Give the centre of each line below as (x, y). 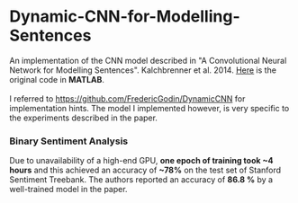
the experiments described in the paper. (83, 118)
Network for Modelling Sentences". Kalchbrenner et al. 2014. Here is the (143, 70)
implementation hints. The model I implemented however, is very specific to (149, 108)
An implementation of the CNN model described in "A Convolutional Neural (148, 60)
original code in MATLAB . (57, 79)
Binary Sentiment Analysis (69, 141)
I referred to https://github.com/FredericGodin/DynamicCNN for (127, 98)
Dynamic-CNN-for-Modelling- (125, 17)
